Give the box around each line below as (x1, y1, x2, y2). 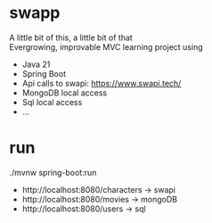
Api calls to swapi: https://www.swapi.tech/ (21, 78, 182, 88)
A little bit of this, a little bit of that (9, 32, 134, 43)
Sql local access (21, 96, 83, 107)
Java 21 (21, 59, 51, 70)
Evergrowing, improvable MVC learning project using (9, 41, 203, 52)
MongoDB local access (21, 87, 108, 98)
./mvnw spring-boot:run (9, 167, 97, 178)
